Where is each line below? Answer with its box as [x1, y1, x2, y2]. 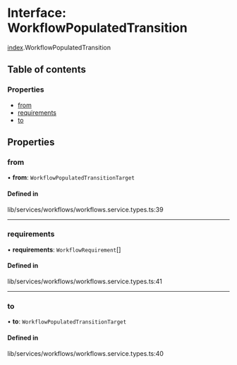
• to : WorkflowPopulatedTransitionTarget [7, 317, 127, 326]
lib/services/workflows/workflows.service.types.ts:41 [7, 277, 162, 286]
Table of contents [7, 63, 86, 75]
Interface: [7, 5, 67, 21]
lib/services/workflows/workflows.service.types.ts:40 [7, 349, 164, 357]
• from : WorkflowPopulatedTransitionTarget [7, 173, 135, 182]
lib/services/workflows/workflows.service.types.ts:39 [7, 205, 164, 214]
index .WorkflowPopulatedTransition [7, 43, 111, 51]
